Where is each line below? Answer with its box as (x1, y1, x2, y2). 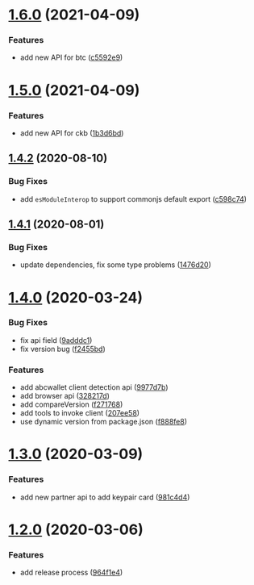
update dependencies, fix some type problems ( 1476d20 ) (19, 260, 211, 270)
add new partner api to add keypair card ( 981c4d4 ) (19, 492, 190, 502)
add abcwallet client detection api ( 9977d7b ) (19, 382, 169, 392)
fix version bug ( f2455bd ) (19, 344, 106, 353)
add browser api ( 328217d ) (19, 391, 110, 401)
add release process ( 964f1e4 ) (19, 567, 123, 578)
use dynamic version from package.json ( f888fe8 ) (19, 417, 188, 427)
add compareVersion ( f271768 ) (19, 399, 123, 409)
